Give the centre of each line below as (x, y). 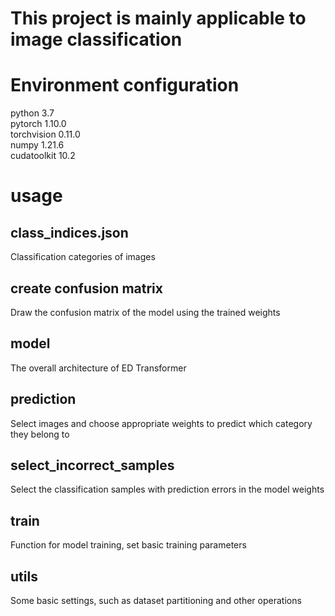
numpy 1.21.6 (37, 145)
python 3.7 (32, 113)
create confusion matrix (86, 288)
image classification (96, 39)
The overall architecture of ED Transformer (98, 368)
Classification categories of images (83, 257)
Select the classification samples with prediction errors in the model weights (167, 489)
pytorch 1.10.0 (38, 124)
